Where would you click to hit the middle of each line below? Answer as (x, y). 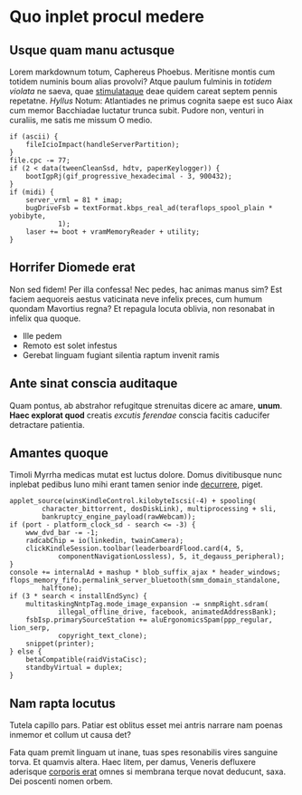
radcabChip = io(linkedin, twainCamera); (104, 541)
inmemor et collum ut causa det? (71, 735)
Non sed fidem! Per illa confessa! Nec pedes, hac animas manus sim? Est (146, 289)
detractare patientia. (47, 424)
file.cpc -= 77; (40, 160)
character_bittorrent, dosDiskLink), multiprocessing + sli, (160, 509)
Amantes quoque (59, 454)
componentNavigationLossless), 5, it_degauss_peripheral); (171, 557)
